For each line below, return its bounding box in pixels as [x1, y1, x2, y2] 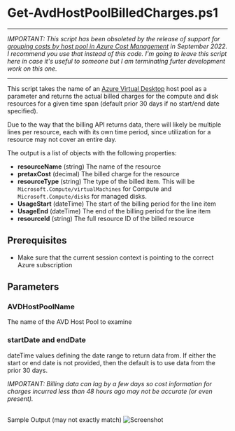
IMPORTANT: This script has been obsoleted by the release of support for [7, 34, 220, 43]
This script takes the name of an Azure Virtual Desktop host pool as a [7, 84, 208, 92]
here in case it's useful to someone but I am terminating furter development [7, 57, 226, 65]
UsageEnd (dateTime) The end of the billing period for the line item [17, 206, 211, 215]
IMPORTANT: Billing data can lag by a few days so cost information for [7, 379, 212, 388]
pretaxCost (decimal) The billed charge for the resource [17, 169, 180, 178]
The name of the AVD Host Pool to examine [7, 318, 132, 326]
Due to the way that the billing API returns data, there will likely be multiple [7, 120, 222, 129]
